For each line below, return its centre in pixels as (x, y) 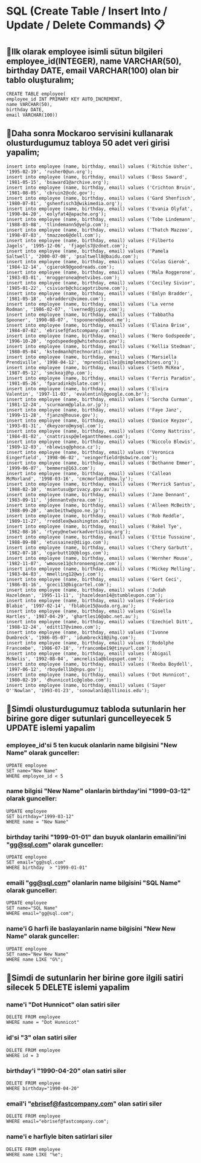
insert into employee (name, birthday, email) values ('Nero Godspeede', (101, 336)
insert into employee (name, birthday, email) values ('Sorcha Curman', (100, 399)
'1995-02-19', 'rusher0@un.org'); (50, 172)
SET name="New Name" (32, 771)
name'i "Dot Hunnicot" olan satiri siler (63, 1004)
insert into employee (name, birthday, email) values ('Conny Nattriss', (101, 431)
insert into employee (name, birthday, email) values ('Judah (86, 590)
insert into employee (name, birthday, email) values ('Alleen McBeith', (101, 505)
